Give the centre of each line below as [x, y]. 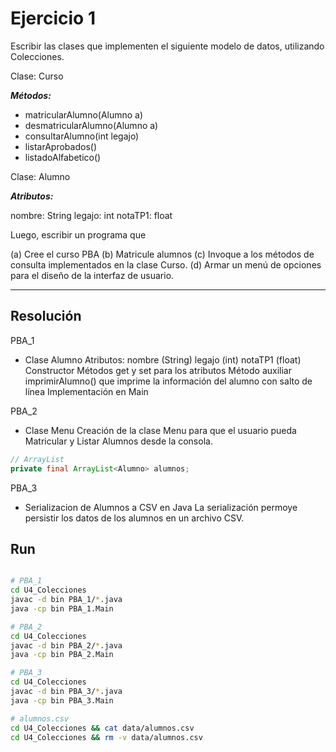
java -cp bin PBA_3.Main [62, 700]
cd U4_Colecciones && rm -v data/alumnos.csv [106, 737]
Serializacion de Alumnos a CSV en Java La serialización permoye [161, 507]
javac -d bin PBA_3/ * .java [66, 692]
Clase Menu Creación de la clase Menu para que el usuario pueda [160, 430]
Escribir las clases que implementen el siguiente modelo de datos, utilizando [167, 46]
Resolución [46, 316]
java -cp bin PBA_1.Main [62, 608]
